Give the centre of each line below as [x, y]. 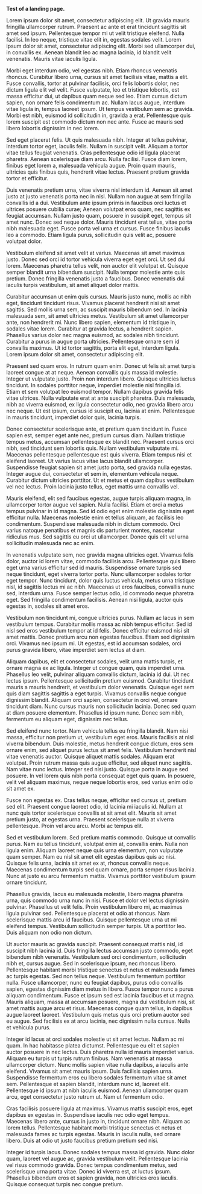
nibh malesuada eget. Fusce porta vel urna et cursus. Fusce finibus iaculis [98, 228]
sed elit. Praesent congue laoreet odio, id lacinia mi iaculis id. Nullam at [94, 807]
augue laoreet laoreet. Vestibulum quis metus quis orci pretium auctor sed [98, 1015]
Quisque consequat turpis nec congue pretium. [65, 1184]
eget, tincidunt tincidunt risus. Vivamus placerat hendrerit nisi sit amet [93, 303]
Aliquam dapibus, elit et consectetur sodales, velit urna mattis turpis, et [94, 662]
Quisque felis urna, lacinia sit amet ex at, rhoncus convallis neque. [88, 863]
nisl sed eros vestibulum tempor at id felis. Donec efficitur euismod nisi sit [98, 630]
